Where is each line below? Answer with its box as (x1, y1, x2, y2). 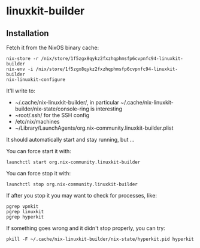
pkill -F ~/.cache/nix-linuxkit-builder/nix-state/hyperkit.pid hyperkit (6, 236, 195, 242)
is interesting (90, 105, 123, 112)
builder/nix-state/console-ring (14, 105, 90, 112)
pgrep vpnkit (6, 204, 39, 210)
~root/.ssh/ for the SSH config (14, 112, 90, 118)
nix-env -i (6, 66, 34, 72)
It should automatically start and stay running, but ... (6, 136, 135, 143)
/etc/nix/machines (14, 118, 60, 125)
